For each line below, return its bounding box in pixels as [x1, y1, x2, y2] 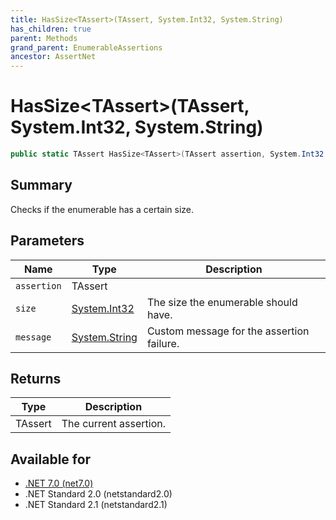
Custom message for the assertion [146, 324, 310, 338]
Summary [10, 177, 73, 194]
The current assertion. [61, 417, 167, 431]
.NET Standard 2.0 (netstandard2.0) [24, 488, 173, 500]
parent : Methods [10, 33, 78, 43]
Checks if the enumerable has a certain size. [10, 203, 195, 215]
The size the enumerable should [146, 295, 298, 309]
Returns [10, 370, 62, 387]
